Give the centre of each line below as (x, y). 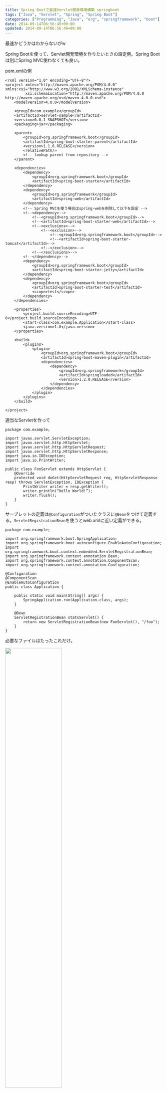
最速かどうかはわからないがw (35, 44)
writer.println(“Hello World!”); (58, 491)
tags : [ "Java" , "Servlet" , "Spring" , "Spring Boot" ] (61, 15)
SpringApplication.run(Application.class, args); (76, 600)
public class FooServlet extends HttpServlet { (56, 469)
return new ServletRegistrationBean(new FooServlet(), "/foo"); (91, 622)
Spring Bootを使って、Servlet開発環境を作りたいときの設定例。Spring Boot (82, 54)
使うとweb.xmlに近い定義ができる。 (107, 520)
